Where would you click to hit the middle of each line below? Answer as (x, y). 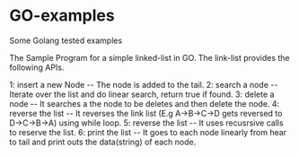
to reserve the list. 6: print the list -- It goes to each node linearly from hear (148, 132)
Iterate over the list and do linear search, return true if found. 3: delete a (142, 94)
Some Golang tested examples (66, 40)
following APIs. (37, 67)
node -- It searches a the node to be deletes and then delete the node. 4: (145, 103)
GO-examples (62, 16)
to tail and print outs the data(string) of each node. (103, 142)
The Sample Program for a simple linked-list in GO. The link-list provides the (149, 57)
